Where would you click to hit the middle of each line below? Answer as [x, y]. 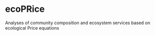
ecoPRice [25, 9]
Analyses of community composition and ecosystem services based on [78, 23]
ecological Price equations [32, 28]
